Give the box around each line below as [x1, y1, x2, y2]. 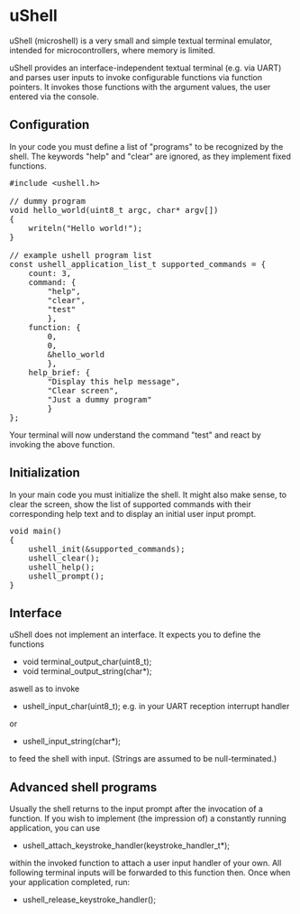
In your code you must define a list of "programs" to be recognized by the [9, 141, 284, 152]
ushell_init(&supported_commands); [28, 543, 186, 554]
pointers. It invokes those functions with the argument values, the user [9, 81, 271, 92]
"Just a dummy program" [47, 394, 152, 404]
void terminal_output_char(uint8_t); [22, 656, 152, 668]
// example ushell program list [9, 250, 152, 260]
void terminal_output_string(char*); [22, 666, 152, 677]
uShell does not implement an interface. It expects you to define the [9, 629, 261, 641]
